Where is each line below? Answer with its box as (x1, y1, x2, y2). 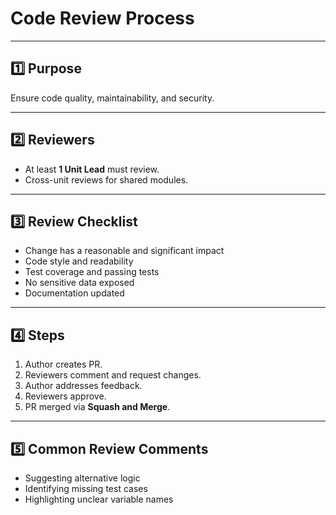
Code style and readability (24, 255, 134, 267)
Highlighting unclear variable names (24, 493, 174, 505)
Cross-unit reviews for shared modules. (24, 173, 189, 186)
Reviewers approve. (24, 390, 107, 402)
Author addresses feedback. (24, 380, 143, 392)
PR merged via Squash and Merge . (24, 401, 171, 413)
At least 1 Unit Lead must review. (24, 163, 160, 175)
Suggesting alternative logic (24, 472, 141, 484)
